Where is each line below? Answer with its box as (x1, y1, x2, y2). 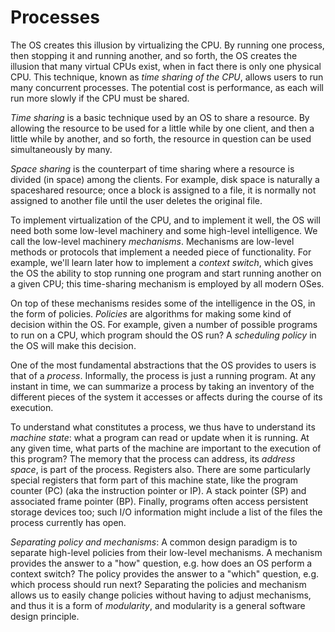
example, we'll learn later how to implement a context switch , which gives (10, 256, 314, 268)
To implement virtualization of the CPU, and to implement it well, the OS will (10, 214, 321, 226)
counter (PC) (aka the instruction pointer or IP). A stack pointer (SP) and (10, 484, 307, 496)
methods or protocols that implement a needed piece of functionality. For (10, 246, 312, 258)
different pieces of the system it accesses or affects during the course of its (10, 391, 323, 403)
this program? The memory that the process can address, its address (10, 452, 296, 465)
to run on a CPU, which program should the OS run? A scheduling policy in (10, 329, 317, 341)
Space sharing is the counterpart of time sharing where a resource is (10, 162, 295, 175)
